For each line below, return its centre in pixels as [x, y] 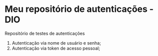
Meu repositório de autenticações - [79, 9]
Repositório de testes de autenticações [45, 33]
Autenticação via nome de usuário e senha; [56, 43]
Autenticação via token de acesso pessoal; [56, 48]
